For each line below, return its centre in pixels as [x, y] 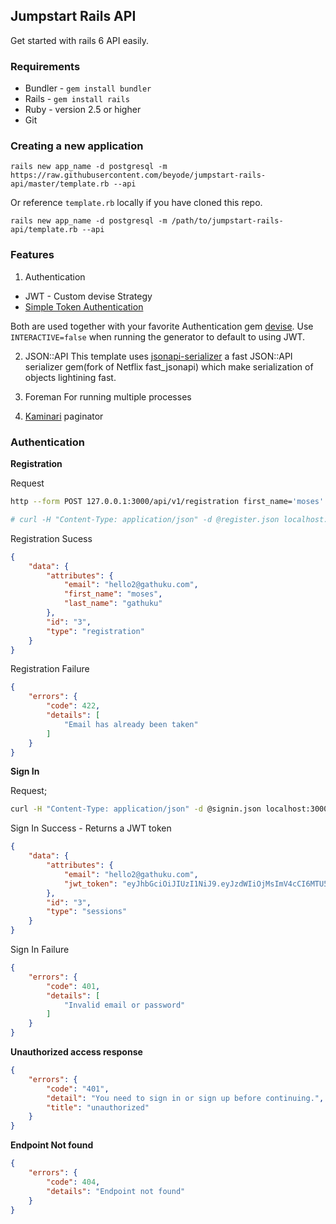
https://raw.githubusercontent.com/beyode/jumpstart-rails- [138, 175]
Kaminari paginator [64, 416]
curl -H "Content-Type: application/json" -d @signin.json [136, 809]
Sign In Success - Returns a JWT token [91, 828]
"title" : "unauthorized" [98, 1107]
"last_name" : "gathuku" [113, 604]
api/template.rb [44, 230]
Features [32, 255]
